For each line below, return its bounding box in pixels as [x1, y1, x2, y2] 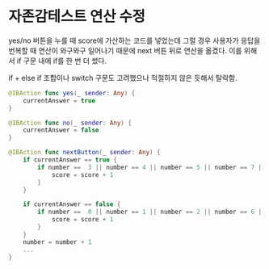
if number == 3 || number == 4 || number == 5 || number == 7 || [37, 163, 266, 171]
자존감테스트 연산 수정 [8, 7, 145, 26]
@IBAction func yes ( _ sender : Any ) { [8, 89, 136, 97]
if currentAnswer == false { [23, 200, 121, 208]
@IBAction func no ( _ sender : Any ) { [8, 119, 132, 127]
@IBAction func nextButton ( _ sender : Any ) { [8, 149, 161, 157]
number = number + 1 [23, 237, 92, 246]
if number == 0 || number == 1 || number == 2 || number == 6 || [37, 208, 266, 216]
